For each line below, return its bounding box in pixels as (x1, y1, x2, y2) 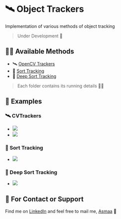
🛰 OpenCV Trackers (12, 61, 55, 67)
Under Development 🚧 (17, 33, 63, 39)
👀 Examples (5, 97, 42, 106)
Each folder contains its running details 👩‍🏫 (17, 82, 104, 89)
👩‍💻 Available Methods (5, 47, 74, 56)
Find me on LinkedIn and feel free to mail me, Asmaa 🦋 (5, 208, 117, 214)
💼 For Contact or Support (5, 195, 84, 204)
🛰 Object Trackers (5, 3, 84, 15)
